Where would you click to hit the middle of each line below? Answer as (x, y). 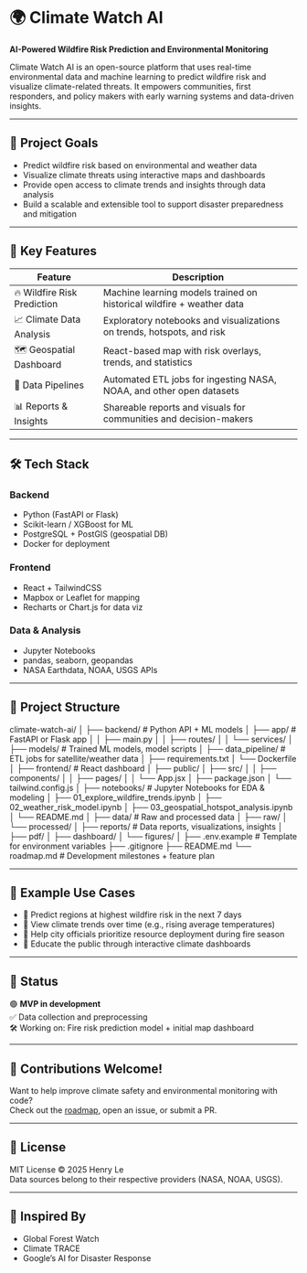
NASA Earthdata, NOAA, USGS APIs (90, 669)
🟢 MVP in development (55, 1004)
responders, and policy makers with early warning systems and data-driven (152, 96)
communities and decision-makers (178, 419)
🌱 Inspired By (48, 1217)
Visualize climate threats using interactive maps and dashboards (144, 175)
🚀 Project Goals (54, 143)
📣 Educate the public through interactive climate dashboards (137, 944)
